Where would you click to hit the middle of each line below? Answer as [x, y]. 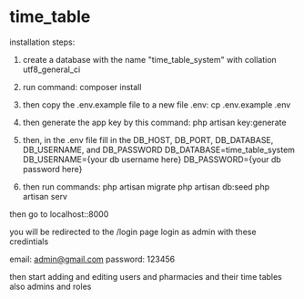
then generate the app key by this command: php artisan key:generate [154, 122]
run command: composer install [82, 87]
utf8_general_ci [51, 69]
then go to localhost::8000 [59, 214]
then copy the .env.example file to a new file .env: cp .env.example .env [157, 104]
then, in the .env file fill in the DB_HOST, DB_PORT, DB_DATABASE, [148, 139]
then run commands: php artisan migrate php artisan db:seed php [146, 186]
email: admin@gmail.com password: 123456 [92, 259]
